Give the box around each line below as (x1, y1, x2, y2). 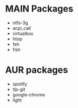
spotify (12, 81, 28, 87)
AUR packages (5, 64, 68, 76)
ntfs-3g (12, 20, 29, 26)
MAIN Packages (5, 3, 73, 15)
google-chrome (12, 91, 45, 97)
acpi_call (12, 25, 31, 31)
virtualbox (12, 30, 34, 36)
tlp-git (12, 86, 26, 92)
